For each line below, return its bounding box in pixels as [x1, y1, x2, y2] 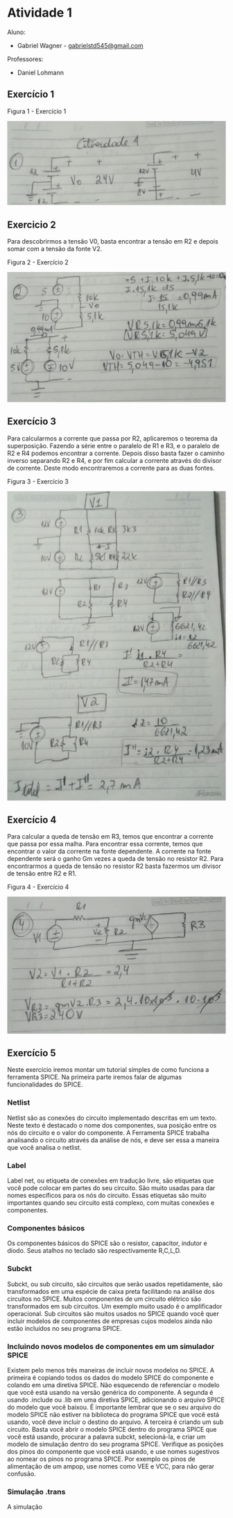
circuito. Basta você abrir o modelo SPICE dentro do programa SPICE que [7, 1425, 217, 1433]
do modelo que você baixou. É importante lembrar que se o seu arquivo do [7, 1402, 221, 1411]
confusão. [7, 1469, 36, 1478]
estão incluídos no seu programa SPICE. [7, 1324, 122, 1332]
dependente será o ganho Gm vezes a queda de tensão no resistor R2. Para [7, 855, 224, 863]
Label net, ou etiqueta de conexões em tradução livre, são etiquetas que [7, 1176, 214, 1185]
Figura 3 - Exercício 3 [7, 477, 69, 485]
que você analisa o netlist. [7, 1143, 82, 1151]
